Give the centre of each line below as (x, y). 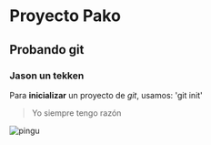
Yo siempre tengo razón (76, 113)
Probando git (47, 50)
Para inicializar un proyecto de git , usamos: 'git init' (106, 95)
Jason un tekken (47, 76)
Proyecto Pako (65, 16)
